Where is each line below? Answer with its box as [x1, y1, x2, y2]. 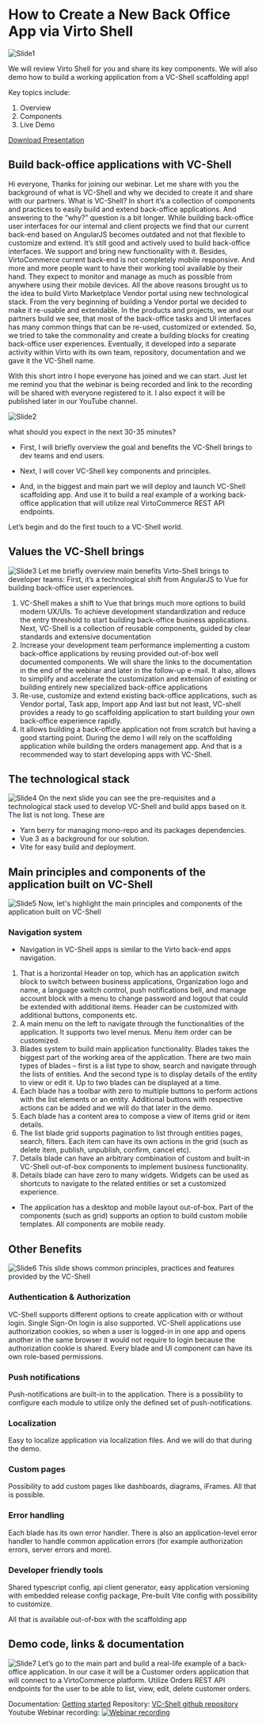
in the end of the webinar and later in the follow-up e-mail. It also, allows [19, 665, 256, 674]
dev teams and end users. [19, 450, 105, 460]
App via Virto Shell [8, 22, 133, 40]
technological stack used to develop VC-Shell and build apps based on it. [8, 802, 248, 811]
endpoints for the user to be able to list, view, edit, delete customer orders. [8, 1684, 252, 1693]
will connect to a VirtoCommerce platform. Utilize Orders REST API [8, 1675, 226, 1685]
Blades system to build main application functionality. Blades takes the [19, 1044, 249, 1054]
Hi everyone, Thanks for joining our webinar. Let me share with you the [8, 179, 239, 188]
